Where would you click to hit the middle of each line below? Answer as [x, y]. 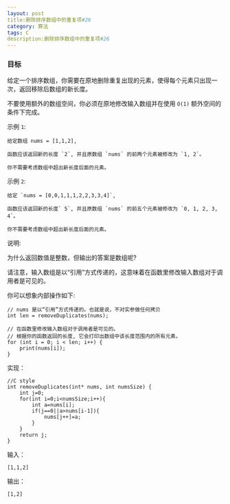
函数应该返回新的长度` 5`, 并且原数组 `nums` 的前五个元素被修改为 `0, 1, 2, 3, [113, 209]
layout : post [26, 13]
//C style [21, 381]
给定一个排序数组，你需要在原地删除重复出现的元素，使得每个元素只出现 [109, 80]
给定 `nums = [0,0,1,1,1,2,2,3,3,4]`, [61, 196]
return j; [34, 435]
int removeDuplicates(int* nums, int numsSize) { [80, 387]
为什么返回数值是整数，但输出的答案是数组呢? [72, 257]
